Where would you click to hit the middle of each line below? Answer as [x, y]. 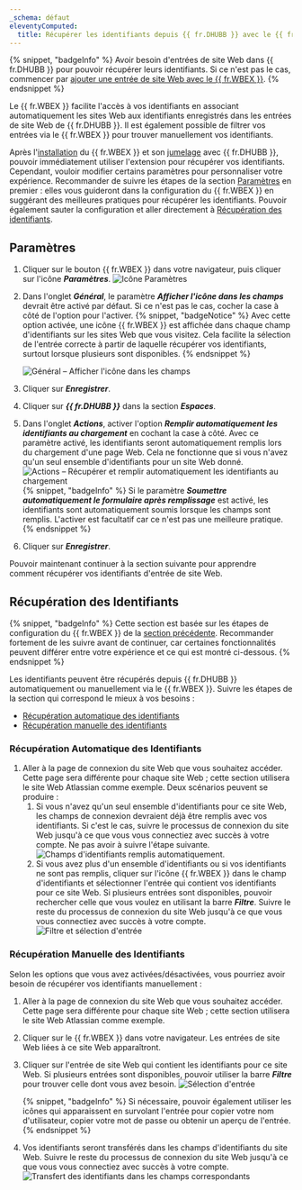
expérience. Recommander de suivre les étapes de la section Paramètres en [151, 181]
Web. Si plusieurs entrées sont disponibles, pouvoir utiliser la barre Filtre [157, 1074]
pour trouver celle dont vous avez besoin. [99, 1084]
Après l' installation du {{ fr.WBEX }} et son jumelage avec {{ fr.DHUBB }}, [144, 152]
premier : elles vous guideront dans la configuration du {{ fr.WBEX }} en [142, 191]
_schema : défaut [40, 18]
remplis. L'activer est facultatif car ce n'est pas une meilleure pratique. [153, 520]
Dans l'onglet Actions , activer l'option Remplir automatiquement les [150, 423]
